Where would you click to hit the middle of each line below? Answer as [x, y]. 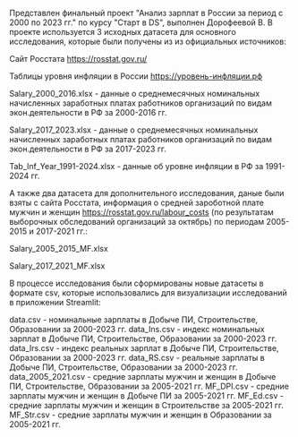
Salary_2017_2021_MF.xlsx [57, 266]
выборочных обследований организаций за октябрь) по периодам [137, 222]
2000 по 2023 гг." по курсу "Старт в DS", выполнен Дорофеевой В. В [141, 22]
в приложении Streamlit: [55, 302]
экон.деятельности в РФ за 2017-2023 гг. [88, 149]
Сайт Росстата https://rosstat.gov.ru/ [78, 59]
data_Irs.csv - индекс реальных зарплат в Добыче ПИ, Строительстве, [144, 348]
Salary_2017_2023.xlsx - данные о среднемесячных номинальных [134, 130]
